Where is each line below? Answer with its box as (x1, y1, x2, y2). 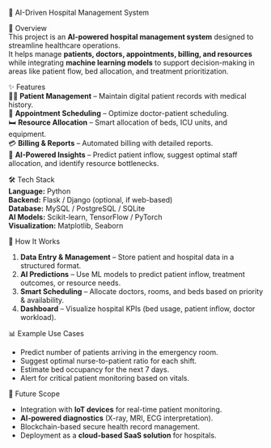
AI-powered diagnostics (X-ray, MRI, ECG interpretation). (19, 413, 214, 423)
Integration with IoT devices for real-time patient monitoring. (19, 405, 222, 414)
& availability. (19, 296, 65, 305)
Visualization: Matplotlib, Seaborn (8, 221, 124, 230)
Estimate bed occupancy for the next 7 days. (19, 365, 170, 374)
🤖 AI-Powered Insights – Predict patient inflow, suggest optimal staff (8, 150, 238, 160)
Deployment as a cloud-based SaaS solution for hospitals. (19, 430, 217, 440)
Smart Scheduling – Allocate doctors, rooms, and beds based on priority (19, 287, 264, 296)
